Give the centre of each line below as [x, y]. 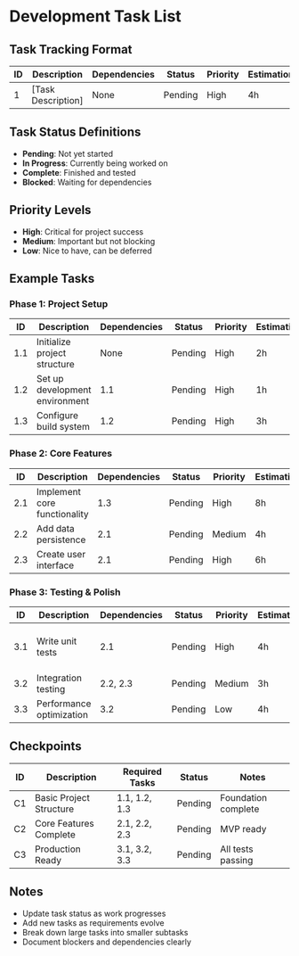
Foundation [244, 797]
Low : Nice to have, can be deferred [87, 251]
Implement [59, 491]
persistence [61, 540]
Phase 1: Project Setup [59, 303]
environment [63, 401]
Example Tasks [52, 279]
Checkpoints [45, 746]
